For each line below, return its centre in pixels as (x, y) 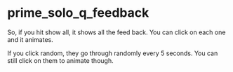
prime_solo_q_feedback (78, 13)
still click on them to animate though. (60, 60)
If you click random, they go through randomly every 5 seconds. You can (113, 53)
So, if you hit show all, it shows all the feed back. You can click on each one (116, 32)
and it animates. (31, 39)
